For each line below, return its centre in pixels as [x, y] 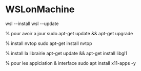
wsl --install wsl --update [32, 23]
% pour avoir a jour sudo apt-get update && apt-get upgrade [69, 33]
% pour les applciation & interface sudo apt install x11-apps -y [70, 63]
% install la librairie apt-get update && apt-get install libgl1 [66, 53]
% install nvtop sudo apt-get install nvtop [49, 43]
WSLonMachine [40, 9]
